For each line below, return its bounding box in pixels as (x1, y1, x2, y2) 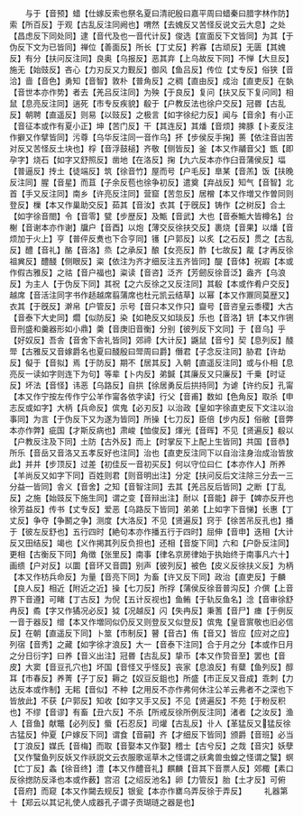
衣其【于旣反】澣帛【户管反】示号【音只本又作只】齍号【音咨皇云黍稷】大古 (9, 301, 294, 311)
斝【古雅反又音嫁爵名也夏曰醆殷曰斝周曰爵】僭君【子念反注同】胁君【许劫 (9, 346, 286, 356)
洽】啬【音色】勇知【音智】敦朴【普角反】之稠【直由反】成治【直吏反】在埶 (9, 76, 294, 86)
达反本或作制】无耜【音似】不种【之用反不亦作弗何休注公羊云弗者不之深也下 (9, 684, 294, 694)
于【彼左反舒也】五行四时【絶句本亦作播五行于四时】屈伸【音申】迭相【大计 (9, 527, 294, 536)
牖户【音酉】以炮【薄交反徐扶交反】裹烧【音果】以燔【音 (79, 222, 294, 233)
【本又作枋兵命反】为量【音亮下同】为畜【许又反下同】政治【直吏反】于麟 (9, 572, 286, 582)
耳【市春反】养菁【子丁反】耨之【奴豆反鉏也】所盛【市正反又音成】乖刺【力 (9, 673, 294, 683)
